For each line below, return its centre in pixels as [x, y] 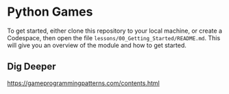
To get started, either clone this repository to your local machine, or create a [115, 31]
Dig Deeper [32, 66]
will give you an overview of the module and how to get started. [97, 45]
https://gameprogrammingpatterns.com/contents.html [83, 83]
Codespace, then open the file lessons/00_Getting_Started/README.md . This [114, 37]
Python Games [50, 12]
